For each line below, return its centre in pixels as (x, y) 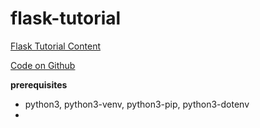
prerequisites (39, 84)
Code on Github (43, 65)
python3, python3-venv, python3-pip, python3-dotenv (137, 104)
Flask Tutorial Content (55, 46)
